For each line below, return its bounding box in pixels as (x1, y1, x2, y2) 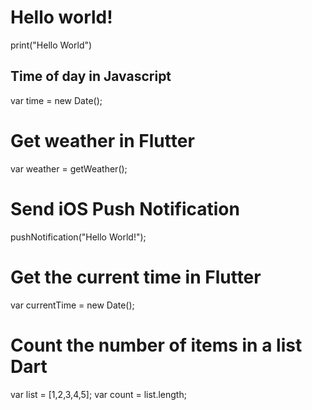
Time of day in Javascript (10, 68, 172, 85)
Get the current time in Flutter (10, 266, 262, 288)
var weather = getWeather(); (10, 162, 128, 175)
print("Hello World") (10, 39, 93, 51)
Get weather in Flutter (10, 129, 195, 152)
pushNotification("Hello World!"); (10, 231, 147, 243)
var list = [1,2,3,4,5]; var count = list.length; (10, 388, 187, 400)
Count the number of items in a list (10, 334, 303, 356)
